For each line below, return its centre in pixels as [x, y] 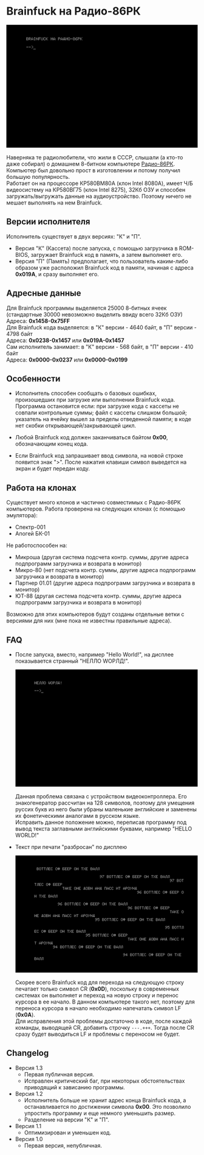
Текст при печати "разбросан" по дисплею [71, 846]
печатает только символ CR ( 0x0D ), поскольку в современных [97, 989]
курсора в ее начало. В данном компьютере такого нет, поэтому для [105, 1002]
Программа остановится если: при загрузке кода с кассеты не [97, 407]
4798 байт [20, 333]
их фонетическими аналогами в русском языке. [78, 815]
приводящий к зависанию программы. [75, 1087]
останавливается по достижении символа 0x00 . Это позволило [107, 1106]
